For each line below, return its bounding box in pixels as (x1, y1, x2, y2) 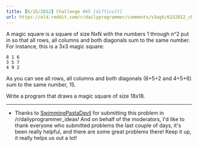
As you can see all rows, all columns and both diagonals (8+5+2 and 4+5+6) (6, 75, 192, 82)
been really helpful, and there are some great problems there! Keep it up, (14, 128, 192, 135)
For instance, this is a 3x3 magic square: (6, 42, 104, 50)
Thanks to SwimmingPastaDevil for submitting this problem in (14, 109, 164, 116)
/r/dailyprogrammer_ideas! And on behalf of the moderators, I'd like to (14, 115, 185, 122)
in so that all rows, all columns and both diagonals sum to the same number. (6, 36, 190, 44)
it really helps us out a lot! (14, 134, 78, 141)
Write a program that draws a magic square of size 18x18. (6, 92, 146, 99)
